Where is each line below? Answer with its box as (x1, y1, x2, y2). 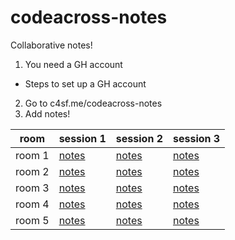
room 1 (15, 148, 50, 162)
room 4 (15, 197, 50, 211)
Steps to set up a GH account (24, 77, 147, 90)
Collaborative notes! (10, 39, 93, 51)
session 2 (115, 131, 163, 145)
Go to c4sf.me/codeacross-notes (24, 97, 163, 109)
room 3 (15, 181, 50, 195)
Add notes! (24, 107, 71, 120)
